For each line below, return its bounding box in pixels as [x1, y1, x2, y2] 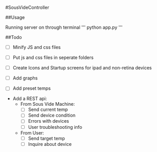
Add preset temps [12, 85, 51, 91]
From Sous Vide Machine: [20, 101, 75, 107]
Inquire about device [28, 141, 72, 147]
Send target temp [28, 135, 65, 141]
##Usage [5, 14, 25, 20]
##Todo [5, 34, 22, 40]
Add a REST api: [12, 96, 47, 102]
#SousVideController [5, 5, 50, 10]
